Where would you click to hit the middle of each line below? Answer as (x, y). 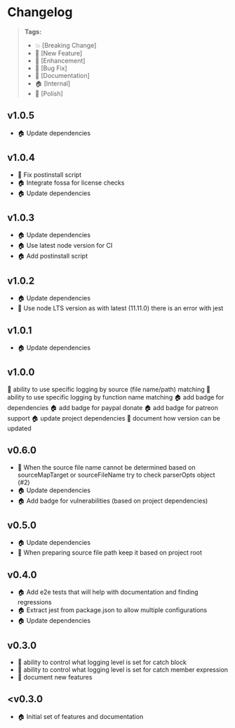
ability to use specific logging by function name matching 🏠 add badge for (116, 397)
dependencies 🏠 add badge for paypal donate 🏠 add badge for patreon (113, 407)
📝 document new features (55, 677)
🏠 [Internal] (53, 83)
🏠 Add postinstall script (52, 256)
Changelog (40, 12)
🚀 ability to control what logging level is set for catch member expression (123, 670)
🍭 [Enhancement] (60, 60)
